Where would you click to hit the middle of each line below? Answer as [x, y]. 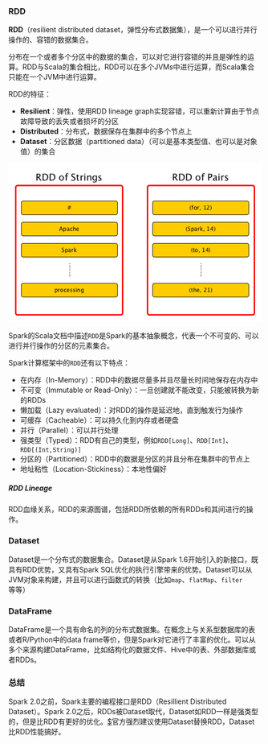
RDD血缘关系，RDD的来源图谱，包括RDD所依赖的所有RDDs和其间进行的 [128, 510]
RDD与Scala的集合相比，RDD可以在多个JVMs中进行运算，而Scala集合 [138, 67]
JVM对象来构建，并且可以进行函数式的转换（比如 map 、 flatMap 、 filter [126, 579]
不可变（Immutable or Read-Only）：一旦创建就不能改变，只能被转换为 [136, 390]
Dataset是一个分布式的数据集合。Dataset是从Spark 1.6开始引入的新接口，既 [133, 559]
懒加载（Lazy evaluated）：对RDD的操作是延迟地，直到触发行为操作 [131, 410]
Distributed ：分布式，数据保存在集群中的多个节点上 [106, 131]
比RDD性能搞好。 [37, 732]
